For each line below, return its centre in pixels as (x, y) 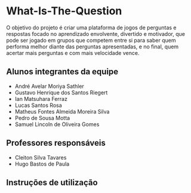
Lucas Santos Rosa (38, 105)
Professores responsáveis (56, 143)
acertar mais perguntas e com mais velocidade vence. (73, 53)
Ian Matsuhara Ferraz (41, 99)
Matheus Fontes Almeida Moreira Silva (62, 111)
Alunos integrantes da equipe (62, 72)
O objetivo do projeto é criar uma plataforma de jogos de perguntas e (91, 27)
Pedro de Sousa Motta (42, 118)
